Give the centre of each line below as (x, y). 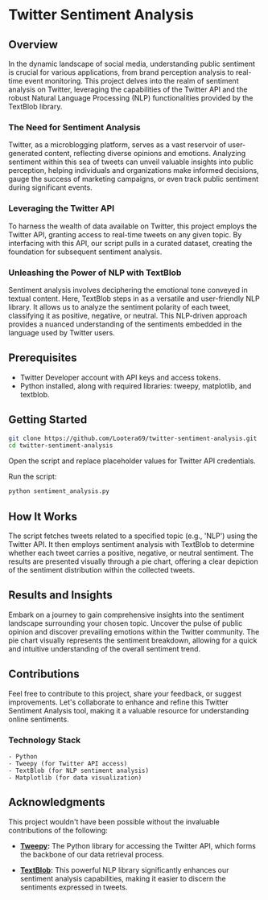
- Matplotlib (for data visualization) (75, 778)
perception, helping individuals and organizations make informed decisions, (134, 171)
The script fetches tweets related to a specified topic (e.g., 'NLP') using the (133, 536)
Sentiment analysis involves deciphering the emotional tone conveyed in (128, 290)
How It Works (43, 516)
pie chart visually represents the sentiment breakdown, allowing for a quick (133, 640)
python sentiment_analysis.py (59, 491)
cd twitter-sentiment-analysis (61, 446)
